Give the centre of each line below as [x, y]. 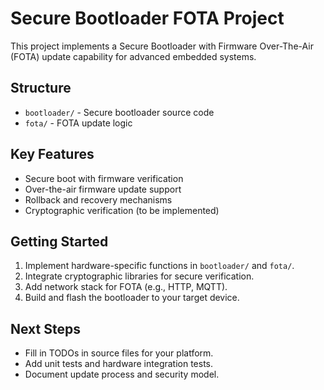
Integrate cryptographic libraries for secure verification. [139, 276]
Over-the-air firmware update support [103, 189]
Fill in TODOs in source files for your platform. [119, 353]
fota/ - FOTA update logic [78, 123]
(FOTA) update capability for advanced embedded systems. [133, 56]
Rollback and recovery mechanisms [98, 199]
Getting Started [59, 241]
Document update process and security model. [122, 374]
